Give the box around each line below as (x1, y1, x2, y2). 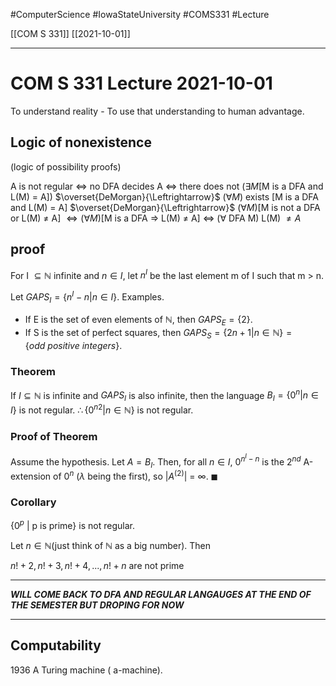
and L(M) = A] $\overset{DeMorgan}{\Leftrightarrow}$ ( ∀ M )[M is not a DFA (10, 201, 321, 213)
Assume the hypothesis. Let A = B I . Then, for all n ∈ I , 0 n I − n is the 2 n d (10, 452, 302, 470)
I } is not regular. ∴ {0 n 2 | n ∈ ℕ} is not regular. (10, 402, 194, 416)
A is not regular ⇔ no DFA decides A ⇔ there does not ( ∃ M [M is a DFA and (10, 180, 324, 192)
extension (10, 470, 52, 482)
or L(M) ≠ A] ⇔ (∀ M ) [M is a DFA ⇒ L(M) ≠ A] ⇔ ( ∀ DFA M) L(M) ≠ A (10, 212, 302, 224)
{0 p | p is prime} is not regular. (10, 518, 135, 531)
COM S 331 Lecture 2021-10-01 (10, 72, 273, 95)
